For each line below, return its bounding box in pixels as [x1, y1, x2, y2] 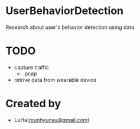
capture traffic [14, 64, 50, 71]
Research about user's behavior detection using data [5, 24, 135, 31]
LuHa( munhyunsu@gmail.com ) [14, 116, 90, 123]
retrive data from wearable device [14, 76, 97, 83]
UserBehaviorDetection [5, 4, 123, 18]
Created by [5, 97, 61, 110]
